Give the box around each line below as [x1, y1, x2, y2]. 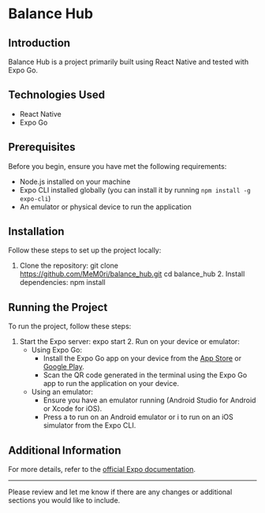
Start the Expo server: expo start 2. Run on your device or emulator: [19, 337, 241, 346]
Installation [8, 225, 65, 238]
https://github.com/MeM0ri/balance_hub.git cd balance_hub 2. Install [19, 269, 245, 279]
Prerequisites [8, 140, 76, 154]
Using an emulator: [31, 388, 93, 397]
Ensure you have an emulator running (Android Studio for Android [43, 395, 256, 405]
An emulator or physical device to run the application [19, 202, 192, 212]
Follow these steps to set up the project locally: [8, 245, 162, 255]
